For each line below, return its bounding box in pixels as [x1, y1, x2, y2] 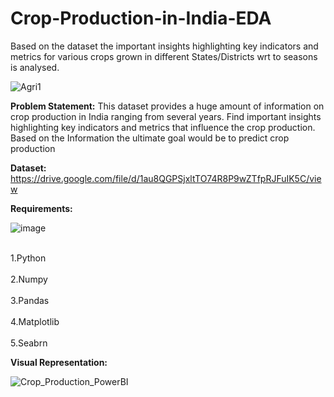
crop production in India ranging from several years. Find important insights [10, 110, 322, 122]
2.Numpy [10, 273, 48, 285]
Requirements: [10, 202, 73, 214]
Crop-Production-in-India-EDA [10, 7, 272, 30]
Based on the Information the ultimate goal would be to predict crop [10, 132, 290, 144]
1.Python [10, 252, 47, 264]
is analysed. [10, 61, 60, 73]
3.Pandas [10, 294, 50, 306]
